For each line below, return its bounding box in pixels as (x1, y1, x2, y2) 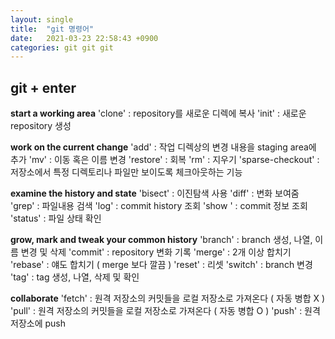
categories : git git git (10, 42, 114, 53)
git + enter (10, 79, 77, 96)
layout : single (10, 14, 74, 25)
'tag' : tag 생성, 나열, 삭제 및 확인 (10, 271, 140, 283)
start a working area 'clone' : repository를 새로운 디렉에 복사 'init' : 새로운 (10, 107, 307, 120)
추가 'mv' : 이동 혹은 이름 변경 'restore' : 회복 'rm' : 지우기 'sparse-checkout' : (10, 154, 320, 166)
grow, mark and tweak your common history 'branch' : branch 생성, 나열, (10, 234, 313, 246)
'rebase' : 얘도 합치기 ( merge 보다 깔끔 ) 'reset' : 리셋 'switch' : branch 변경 (10, 259, 313, 271)
